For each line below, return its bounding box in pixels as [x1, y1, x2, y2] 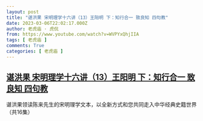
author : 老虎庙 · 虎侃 [6, 25, 59, 32]
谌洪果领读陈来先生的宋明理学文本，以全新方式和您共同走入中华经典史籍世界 [6, 100, 197, 108]
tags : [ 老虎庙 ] [6, 37, 47, 43]
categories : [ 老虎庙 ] [6, 48, 63, 54]
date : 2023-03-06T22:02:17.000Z [6, 20, 88, 26]
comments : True [6, 43, 45, 49]
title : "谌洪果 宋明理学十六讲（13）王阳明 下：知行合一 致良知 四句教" [6, 15, 169, 21]
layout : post [6, 8, 39, 15]
